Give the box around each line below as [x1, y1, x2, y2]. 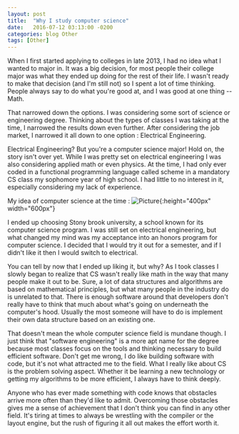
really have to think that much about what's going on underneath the [7, 301, 209, 309]
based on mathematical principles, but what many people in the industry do [7, 285, 230, 293]
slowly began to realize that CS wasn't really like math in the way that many [7, 270, 229, 278]
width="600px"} [7, 204, 56, 213]
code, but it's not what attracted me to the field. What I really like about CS [7, 360, 227, 368]
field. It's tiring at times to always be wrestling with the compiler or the [7, 411, 214, 420]
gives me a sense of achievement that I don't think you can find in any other [7, 404, 230, 413]
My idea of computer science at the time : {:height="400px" [7, 197, 212, 206]
